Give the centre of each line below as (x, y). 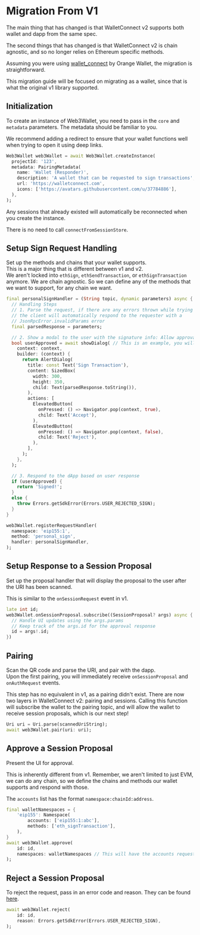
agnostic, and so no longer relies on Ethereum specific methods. (85, 51)
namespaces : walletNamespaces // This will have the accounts (96, 854)
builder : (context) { (43, 354)
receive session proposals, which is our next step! (68, 713)
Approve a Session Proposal (60, 749)
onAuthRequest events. (33, 683)
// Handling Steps (35, 305)
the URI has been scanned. (39, 587)
